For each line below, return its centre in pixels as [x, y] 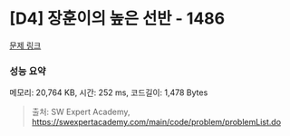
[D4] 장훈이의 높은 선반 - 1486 [117, 19]
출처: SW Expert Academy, [81, 112]
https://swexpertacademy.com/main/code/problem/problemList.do [156, 122]
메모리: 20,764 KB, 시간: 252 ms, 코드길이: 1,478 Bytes [109, 92]
